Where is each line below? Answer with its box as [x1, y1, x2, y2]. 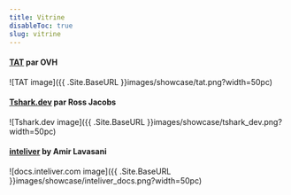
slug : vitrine [9, 29, 62, 38]
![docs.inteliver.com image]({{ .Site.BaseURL [9, 166, 172, 176]
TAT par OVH [9, 57, 58, 67]
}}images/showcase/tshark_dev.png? [147, 116, 283, 127]
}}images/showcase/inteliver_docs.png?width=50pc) [9, 175, 203, 186]
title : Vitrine [9, 12, 65, 22]
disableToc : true [9, 21, 73, 30]
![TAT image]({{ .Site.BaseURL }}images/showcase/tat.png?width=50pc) [9, 76, 272, 87]
